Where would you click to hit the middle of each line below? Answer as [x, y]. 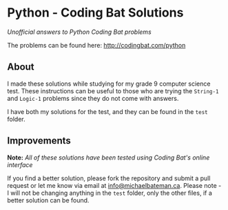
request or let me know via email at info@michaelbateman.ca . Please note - [114, 185]
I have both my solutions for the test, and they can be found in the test [107, 111]
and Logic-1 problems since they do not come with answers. [93, 98]
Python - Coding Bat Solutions [95, 13]
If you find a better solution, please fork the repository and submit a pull [109, 178]
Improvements [39, 141]
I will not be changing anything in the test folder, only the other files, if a [110, 193]
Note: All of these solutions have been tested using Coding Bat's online [108, 157]
